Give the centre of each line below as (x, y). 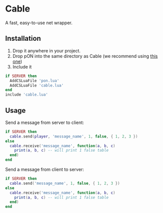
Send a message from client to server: (45, 170)
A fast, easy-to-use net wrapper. (39, 23)
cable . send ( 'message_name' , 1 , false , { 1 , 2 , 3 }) (65, 183)
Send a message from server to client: (45, 122)
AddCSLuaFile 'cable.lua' (37, 85)
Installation (23, 39)
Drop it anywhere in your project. (46, 50)
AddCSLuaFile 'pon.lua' (34, 81)
